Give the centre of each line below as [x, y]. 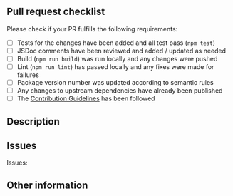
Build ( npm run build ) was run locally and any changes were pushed [117, 58]
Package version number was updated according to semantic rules [115, 83]
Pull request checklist [56, 12]
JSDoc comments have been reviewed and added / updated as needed [121, 51]
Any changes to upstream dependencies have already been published [120, 91]
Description [33, 122]
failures [28, 75]
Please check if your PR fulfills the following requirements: [92, 29]
